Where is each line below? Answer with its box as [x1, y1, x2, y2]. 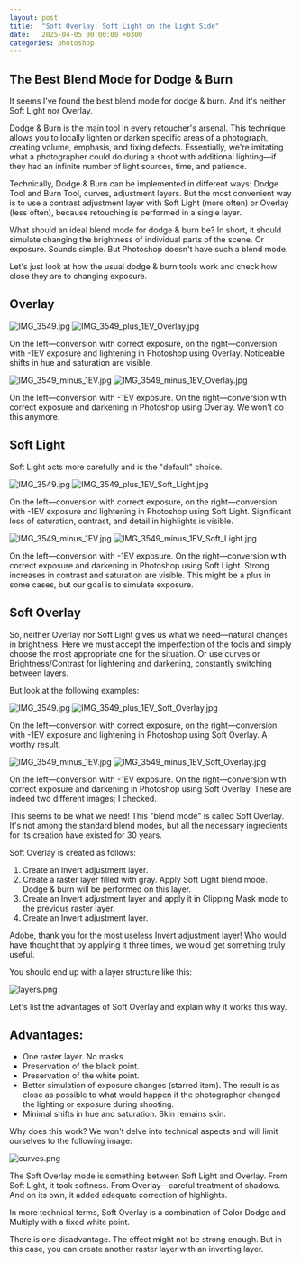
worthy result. [9, 739, 61, 750]
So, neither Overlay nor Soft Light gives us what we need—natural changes [9, 629, 288, 640]
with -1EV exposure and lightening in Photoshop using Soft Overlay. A [9, 729, 268, 740]
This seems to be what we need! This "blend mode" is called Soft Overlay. [9, 810, 285, 821]
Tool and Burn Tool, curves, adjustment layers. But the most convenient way [9, 188, 292, 199]
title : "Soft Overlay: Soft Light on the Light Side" [9, 22, 220, 31]
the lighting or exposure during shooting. [22, 1099, 174, 1110]
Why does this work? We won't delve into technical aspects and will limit [9, 1126, 278, 1137]
